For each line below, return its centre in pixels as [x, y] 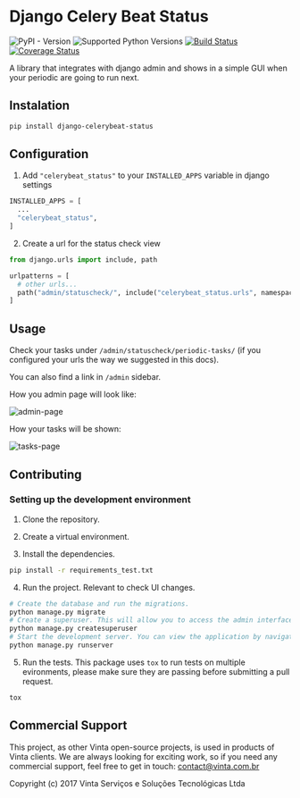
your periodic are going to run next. [75, 77]
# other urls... [47, 284]
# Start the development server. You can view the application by [135, 637]
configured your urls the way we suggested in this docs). [114, 360]
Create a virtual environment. [75, 536]
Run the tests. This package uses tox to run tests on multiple [133, 662]
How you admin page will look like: [73, 394]
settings [37, 185]
